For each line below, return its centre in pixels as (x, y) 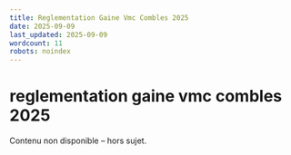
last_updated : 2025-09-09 (58, 34)
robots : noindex (40, 52)
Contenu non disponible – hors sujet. (78, 140)
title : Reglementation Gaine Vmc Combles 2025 (99, 18)
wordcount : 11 (36, 43)
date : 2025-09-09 (42, 26)
